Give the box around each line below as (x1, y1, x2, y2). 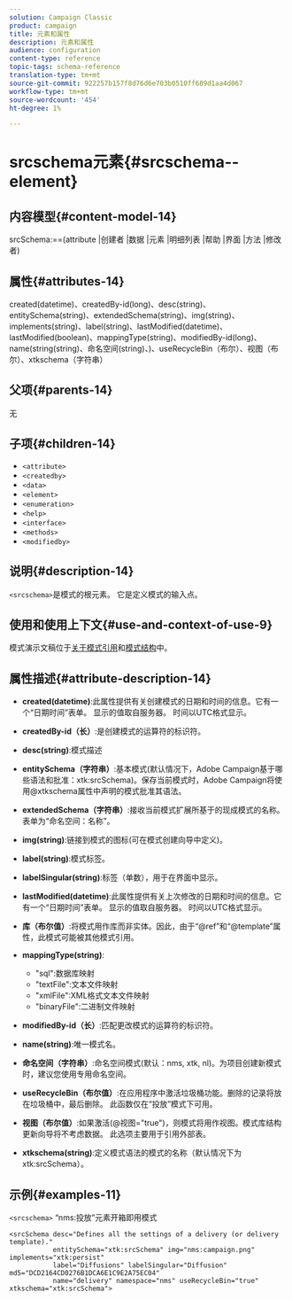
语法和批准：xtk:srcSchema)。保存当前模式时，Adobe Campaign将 (29, 775, 275, 785)
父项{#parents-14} (9, 383, 113, 398)
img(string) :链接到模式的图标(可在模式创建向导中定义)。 (21, 835, 228, 845)
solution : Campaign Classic (9, 12, 113, 22)
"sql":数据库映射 (35, 968, 96, 979)
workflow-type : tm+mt (9, 87, 89, 96)
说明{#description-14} (9, 564, 134, 579)
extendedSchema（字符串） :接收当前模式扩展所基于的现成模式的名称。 (21, 805, 285, 815)
